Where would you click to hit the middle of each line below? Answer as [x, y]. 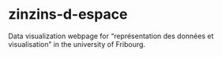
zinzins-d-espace [68, 14]
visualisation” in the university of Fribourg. [77, 44]
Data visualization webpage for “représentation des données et [111, 36]
